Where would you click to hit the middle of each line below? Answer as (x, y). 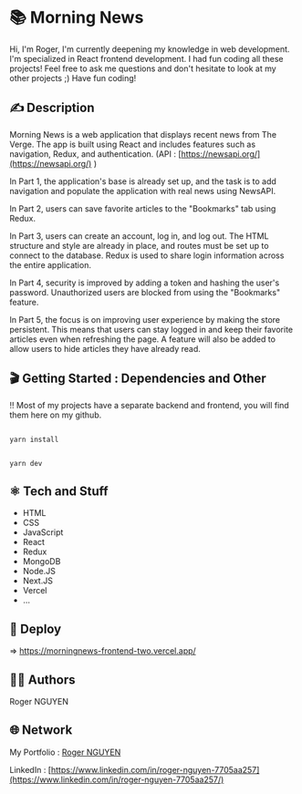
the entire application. (50, 264)
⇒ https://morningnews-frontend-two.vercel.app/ (103, 651)
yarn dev (26, 463)
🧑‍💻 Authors (42, 680)
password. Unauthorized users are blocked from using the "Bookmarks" (145, 292)
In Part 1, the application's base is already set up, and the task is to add (143, 181)
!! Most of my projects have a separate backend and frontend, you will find (149, 405)
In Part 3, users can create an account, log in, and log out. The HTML (139, 236)
